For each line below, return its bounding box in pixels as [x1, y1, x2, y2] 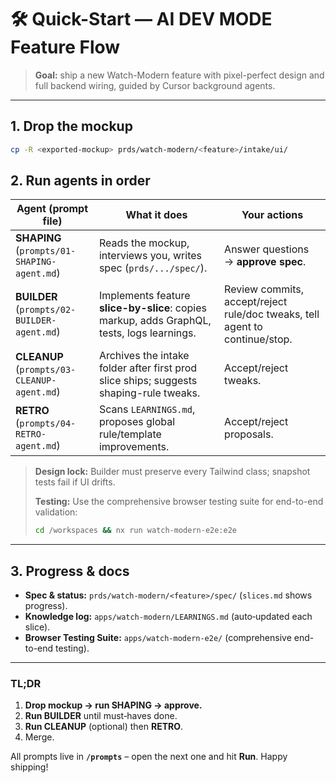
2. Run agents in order [10, 172, 151, 190]
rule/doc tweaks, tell [224, 307, 320, 321]
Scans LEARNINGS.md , [98, 402, 196, 416]
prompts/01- [19, 246, 77, 257]
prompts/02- [19, 304, 77, 316]
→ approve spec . [224, 255, 307, 269]
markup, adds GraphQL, [98, 314, 212, 328]
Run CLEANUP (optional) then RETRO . [24, 721, 184, 733]
